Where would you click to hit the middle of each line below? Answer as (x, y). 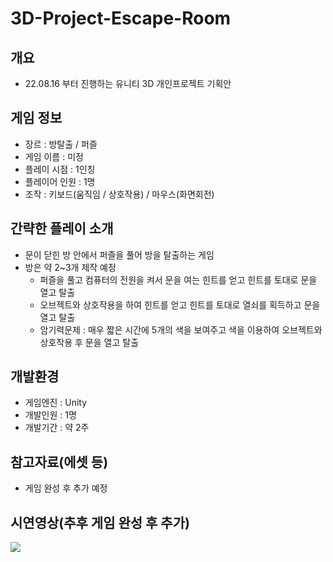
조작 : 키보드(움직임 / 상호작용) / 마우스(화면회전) (119, 194)
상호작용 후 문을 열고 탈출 (89, 342)
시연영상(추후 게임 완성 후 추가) (100, 522)
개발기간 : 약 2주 (57, 428)
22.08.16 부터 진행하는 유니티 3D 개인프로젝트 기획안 (128, 83)
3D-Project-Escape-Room (121, 18)
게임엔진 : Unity (56, 403)
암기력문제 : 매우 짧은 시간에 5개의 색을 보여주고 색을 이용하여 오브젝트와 (181, 329)
